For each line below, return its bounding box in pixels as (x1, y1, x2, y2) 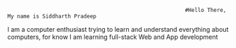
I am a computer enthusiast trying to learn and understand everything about (7, 25, 229, 33)
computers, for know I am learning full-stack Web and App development (7, 32, 218, 41)
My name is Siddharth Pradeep (7, 13, 97, 20)
